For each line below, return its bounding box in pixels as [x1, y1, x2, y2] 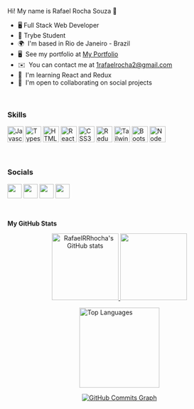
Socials [7, 167, 33, 177]
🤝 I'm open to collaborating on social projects [17, 78, 153, 87]
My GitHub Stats [7, 219, 58, 228]
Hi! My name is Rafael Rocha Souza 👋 [7, 7, 117, 15]
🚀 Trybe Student [17, 31, 66, 39]
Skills [7, 110, 27, 119]
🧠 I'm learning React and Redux [17, 71, 112, 79]
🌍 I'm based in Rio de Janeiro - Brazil [17, 39, 130, 48]
